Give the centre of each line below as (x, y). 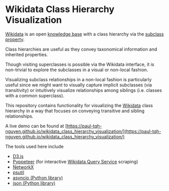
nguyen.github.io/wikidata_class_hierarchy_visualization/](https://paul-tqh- (83, 131)
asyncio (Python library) (38, 177)
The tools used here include (35, 146)
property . (15, 39)
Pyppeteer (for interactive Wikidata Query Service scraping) (75, 161)
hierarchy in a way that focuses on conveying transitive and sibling (75, 111)
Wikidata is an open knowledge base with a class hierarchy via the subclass (84, 34)
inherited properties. (27, 55)
